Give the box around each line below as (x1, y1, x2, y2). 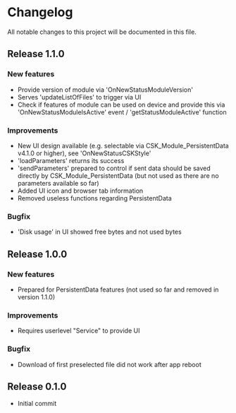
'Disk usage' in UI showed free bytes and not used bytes (17, 227, 182, 237)
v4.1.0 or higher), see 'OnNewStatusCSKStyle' (17, 149, 151, 157)
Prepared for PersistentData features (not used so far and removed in (17, 285, 219, 294)
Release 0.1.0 (7, 381, 67, 393)
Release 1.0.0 (7, 248, 68, 260)
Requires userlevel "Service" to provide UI (17, 326, 140, 335)
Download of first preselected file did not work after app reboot (17, 360, 202, 369)
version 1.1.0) (17, 292, 56, 301)
